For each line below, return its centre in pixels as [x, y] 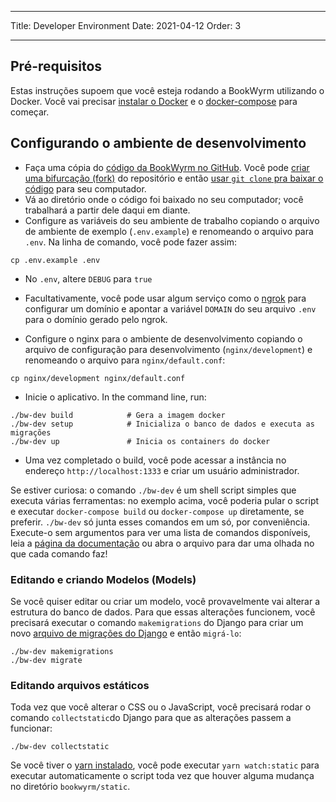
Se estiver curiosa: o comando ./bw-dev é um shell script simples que [153, 490]
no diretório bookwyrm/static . [70, 787]
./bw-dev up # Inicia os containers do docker [140, 441]
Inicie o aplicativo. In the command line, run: [115, 397]
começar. [30, 112]
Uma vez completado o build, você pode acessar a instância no [155, 460]
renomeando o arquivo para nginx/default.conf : [125, 360]
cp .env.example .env [55, 260]
